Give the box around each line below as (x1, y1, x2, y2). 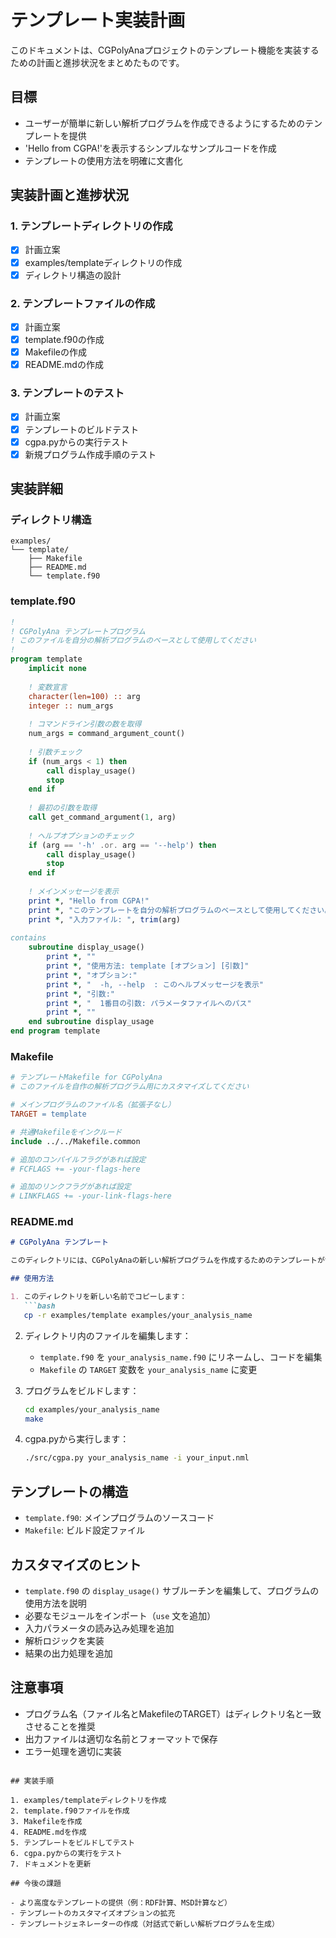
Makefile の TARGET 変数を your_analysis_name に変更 (39, 1363, 258, 1375)
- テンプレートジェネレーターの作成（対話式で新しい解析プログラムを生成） (10, 1919, 280, 1929)
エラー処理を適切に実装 (24, 1745, 122, 1757)
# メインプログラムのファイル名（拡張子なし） (10, 1100, 176, 1110)
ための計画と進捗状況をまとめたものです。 (10, 56, 185, 68)
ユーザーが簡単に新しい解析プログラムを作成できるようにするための (24, 117, 305, 129)
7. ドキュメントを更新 (10, 1859, 92, 1869)
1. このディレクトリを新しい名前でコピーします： (10, 1292, 188, 1302)
